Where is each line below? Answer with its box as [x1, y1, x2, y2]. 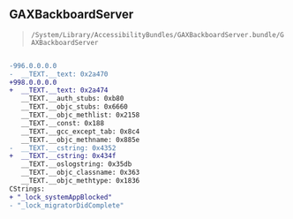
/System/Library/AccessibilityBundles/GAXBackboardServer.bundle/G [30, 30, 284, 39]
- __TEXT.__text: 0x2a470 [9, 70, 109, 79]
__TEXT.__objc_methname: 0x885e [20, 135, 140, 144]
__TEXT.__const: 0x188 [20, 118, 104, 127]
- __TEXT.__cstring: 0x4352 [9, 143, 116, 153]
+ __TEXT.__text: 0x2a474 [9, 86, 109, 95]
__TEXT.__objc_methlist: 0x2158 [20, 110, 140, 120]
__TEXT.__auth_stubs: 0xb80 [20, 94, 124, 103]
